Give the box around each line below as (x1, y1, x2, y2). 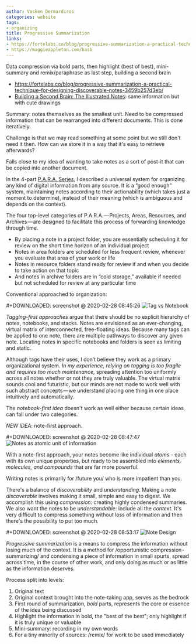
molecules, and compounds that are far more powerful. (6, 464, 139, 471)
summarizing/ (6, 552, 39, 560)
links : (6, 36, 22, 42)
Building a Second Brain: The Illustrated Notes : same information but (14, 93, 180, 100)
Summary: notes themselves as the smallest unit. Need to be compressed (6, 110, 183, 117)
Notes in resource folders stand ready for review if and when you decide (14, 260, 190, 267)
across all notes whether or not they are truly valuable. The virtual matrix (6, 374, 181, 381)
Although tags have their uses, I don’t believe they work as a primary (6, 356, 171, 363)
